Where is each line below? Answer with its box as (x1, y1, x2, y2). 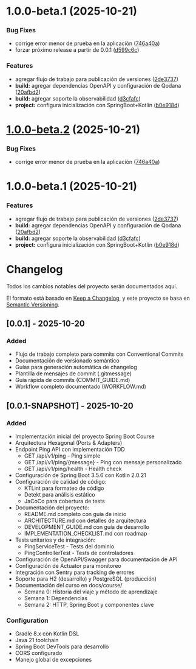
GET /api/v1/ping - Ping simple (24, 452, 101, 459)
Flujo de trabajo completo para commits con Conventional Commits (15, 350, 184, 358)
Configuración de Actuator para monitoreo (15, 562, 121, 570)
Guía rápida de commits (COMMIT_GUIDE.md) (15, 377, 130, 384)
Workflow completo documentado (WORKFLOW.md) (15, 383, 147, 391)
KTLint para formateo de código (24, 484, 104, 492)
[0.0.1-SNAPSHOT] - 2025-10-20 (6, 400, 133, 411)
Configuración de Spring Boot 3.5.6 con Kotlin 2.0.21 (15, 472, 147, 479)
